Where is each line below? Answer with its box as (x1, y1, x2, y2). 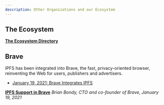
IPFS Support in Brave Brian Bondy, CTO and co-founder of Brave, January (5, 89, 159, 95)
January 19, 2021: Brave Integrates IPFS (12, 80, 93, 86)
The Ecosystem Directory (5, 38, 58, 44)
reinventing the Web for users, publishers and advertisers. (5, 70, 123, 76)
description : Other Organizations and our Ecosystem (5, 7, 115, 12)
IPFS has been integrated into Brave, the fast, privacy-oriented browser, (5, 65, 150, 71)
